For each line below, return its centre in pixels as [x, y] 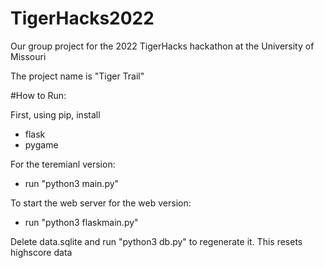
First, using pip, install [55, 114]
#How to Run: [38, 95]
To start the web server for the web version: [101, 203]
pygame [41, 144]
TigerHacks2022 [82, 18]
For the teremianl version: [63, 164]
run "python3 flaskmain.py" [81, 222]
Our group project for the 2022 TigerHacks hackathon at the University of [162, 46]
